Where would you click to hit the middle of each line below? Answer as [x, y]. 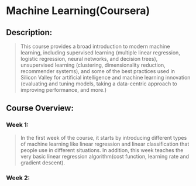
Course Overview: [40, 108]
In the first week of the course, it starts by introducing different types [104, 137]
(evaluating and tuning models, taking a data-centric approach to [99, 84]
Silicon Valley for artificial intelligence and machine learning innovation [105, 77]
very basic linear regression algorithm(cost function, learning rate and [104, 156]
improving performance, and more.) [63, 90]
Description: [29, 32]
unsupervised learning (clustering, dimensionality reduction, [93, 65]
